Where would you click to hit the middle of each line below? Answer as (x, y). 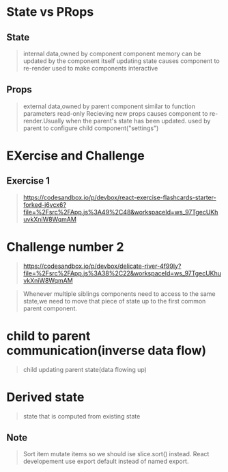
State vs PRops (50, 12)
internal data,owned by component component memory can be (112, 53)
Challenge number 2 (65, 247)
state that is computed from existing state (82, 416)
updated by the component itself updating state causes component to (121, 61)
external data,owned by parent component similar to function (109, 106)
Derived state (45, 397)
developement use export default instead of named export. (106, 461)
